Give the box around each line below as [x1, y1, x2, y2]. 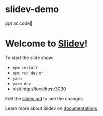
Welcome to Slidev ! [5, 38, 88, 49]
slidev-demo [5, 4, 59, 15]
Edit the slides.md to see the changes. [5, 95, 84, 101]
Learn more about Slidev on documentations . [5, 105, 99, 111]
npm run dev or [12, 70, 44, 76]
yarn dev [12, 81, 31, 86]
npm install [12, 65, 38, 70]
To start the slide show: [5, 54, 54, 61]
